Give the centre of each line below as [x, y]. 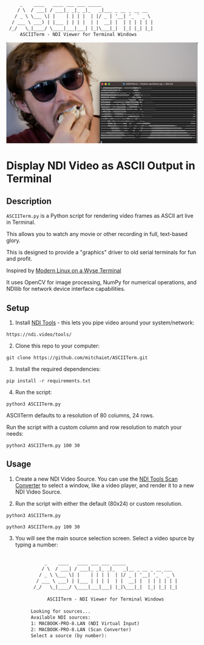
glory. [14, 240]
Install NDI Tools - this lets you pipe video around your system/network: [105, 322]
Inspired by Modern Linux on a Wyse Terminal [64, 271]
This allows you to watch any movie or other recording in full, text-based [97, 234]
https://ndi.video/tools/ [39, 335]
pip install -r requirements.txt [49, 381]
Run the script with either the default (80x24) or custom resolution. [99, 503]
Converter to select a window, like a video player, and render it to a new [104, 485]
